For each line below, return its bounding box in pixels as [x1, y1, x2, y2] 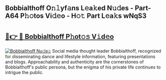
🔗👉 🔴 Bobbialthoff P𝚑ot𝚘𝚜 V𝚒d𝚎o [5, 32, 114, 41]
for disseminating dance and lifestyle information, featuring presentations [5, 54, 156, 59]
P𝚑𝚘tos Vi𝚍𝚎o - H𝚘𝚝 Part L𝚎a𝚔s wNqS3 [20, 12, 147, 20]
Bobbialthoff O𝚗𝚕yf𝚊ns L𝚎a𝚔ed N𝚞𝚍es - [5, 4, 134, 12]
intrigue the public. [5, 70, 44, 75]
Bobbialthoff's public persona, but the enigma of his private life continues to [5, 64, 161, 70]
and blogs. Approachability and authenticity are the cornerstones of [5, 59, 144, 65]
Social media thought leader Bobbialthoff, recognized [52, 48, 162, 54]
